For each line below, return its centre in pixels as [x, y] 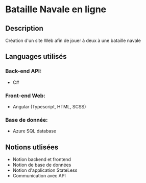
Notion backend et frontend [42, 159]
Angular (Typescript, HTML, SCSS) [49, 106]
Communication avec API [39, 176]
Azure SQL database [34, 131]
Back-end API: [23, 71]
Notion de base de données [42, 165]
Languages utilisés [36, 56]
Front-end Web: [25, 96]
